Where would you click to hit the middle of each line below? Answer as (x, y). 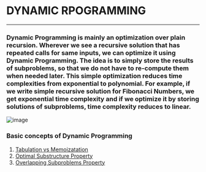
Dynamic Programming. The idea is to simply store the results (100, 60)
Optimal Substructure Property (54, 156)
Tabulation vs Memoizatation (52, 149)
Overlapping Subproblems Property (60, 162)
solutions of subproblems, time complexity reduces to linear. (99, 106)
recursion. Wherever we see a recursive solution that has (93, 45)
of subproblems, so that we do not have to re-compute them (97, 68)
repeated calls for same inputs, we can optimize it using (91, 53)
